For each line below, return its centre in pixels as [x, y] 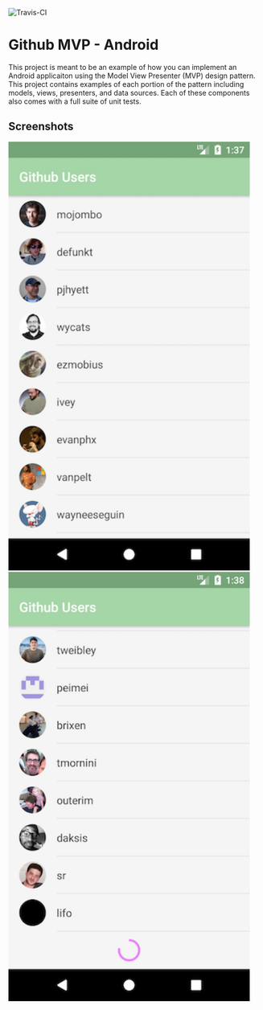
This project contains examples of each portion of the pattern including [126, 84]
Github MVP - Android [84, 45]
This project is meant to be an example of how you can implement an [123, 67]
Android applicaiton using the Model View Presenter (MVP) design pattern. [132, 76]
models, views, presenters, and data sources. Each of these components [129, 92]
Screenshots [41, 127]
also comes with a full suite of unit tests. [75, 101]
